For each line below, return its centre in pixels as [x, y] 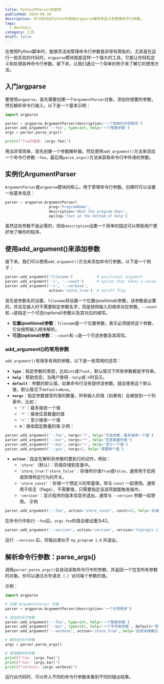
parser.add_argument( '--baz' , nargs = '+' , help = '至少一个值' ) [67, 444]
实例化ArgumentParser [41, 174]
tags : [10, 23]
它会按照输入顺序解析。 [36, 329]
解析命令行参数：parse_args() [51, 557]
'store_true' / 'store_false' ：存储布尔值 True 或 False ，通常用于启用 [87, 471]
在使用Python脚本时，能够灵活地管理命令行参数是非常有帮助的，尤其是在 [79, 51]
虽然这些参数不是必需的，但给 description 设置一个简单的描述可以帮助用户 [79, 226]
